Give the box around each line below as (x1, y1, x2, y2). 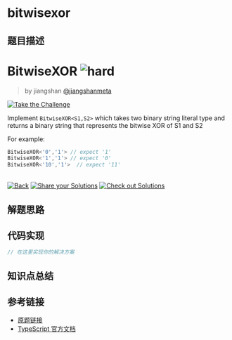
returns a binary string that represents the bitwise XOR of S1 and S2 (7, 121, 203, 129)
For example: (7, 135, 46, 143)
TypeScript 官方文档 (17, 325, 76, 333)
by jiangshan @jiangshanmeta (24, 86, 112, 95)
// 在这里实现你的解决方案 (7, 249, 75, 256)
